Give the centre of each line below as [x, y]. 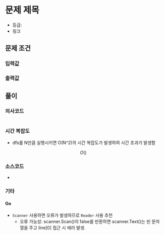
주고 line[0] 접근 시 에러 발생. [57, 228]
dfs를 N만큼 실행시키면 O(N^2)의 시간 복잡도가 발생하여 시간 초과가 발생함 [84, 143]
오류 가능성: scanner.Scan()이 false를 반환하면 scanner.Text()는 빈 [85, 221]
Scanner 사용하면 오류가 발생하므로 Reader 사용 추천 [62, 215]
